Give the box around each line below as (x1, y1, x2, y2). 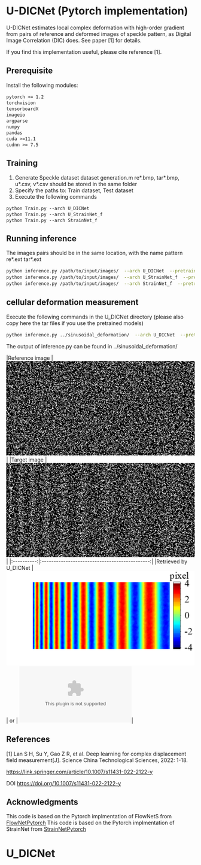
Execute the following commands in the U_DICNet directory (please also (6, 313, 184, 320)
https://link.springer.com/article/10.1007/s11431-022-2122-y (6, 768, 153, 775)
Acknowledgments (6, 797, 79, 807)
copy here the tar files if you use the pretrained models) (6, 319, 144, 327)
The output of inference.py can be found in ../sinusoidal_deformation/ (6, 342, 178, 350)
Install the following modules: (6, 81, 78, 89)
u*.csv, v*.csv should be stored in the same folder (14, 180, 138, 187)
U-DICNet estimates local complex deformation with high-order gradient (6, 24, 184, 31)
